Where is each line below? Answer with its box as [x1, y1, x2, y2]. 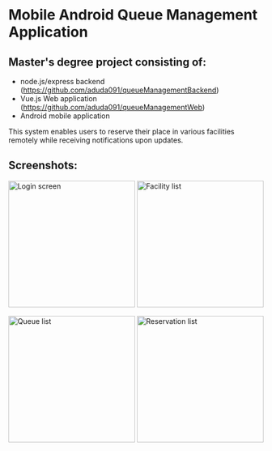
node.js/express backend [19, 77, 105, 86]
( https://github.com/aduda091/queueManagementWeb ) [19, 103, 206, 112]
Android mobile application [19, 111, 111, 121]
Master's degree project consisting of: [8, 55, 206, 69]
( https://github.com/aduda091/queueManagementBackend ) [19, 85, 219, 95]
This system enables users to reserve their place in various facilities [8, 127, 235, 136]
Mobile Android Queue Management [8, 6, 258, 24]
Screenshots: [8, 159, 79, 172]
